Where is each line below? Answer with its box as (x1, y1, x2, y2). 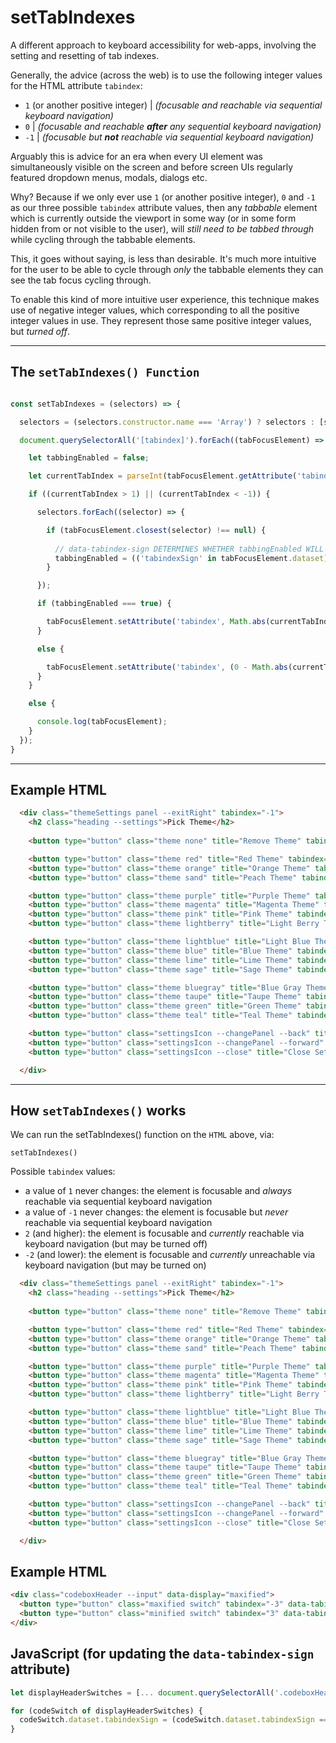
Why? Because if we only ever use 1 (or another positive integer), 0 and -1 (10, 191, 316, 203)
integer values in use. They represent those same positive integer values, (10, 314, 312, 326)
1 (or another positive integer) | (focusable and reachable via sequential (24, 99, 323, 111)
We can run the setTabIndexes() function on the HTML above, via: (10, 1129, 275, 1141)
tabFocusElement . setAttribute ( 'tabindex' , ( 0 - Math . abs (46, 662, 288, 672)
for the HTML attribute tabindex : (10, 79, 143, 91)
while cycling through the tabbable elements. (10, 233, 196, 245)
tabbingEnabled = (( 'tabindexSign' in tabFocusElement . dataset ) (54, 553, 329, 563)
